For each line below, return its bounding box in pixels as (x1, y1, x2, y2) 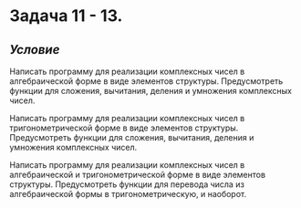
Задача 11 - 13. (9, 5, 123, 26)
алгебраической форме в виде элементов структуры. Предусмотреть (9, 76, 284, 87)
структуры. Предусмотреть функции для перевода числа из (9, 179, 244, 190)
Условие (9, 42, 60, 57)
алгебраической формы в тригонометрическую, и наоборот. (9, 189, 247, 199)
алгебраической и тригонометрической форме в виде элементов (9, 170, 266, 180)
